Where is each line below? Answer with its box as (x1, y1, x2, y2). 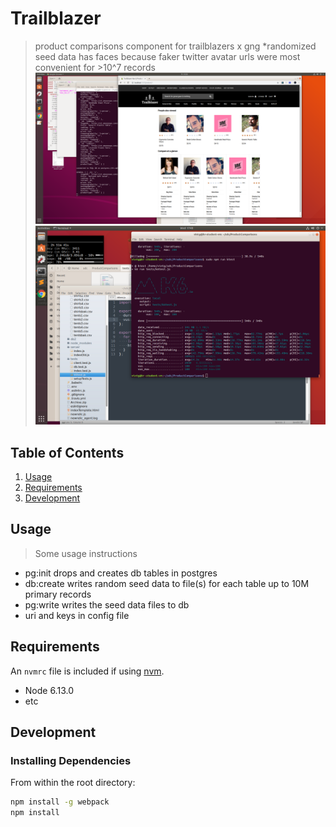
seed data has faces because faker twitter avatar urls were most (34, 50, 301, 62)
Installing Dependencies (10, 753, 132, 767)
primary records (24, 588, 92, 600)
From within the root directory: (10, 777, 136, 789)
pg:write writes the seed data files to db (24, 598, 190, 611)
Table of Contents (10, 444, 125, 461)
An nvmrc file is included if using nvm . (10, 665, 165, 677)
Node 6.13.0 (24, 684, 74, 696)
